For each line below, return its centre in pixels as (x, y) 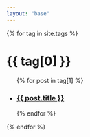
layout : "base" (28, 13)
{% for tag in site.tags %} (42, 33)
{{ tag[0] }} (39, 61)
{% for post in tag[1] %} (50, 80)
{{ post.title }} (40, 98)
